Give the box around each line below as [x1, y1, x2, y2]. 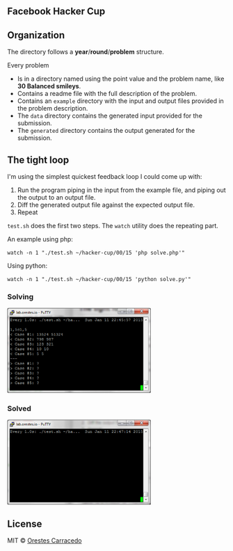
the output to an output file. [17, 193, 96, 202]
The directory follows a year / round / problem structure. [7, 48, 165, 56]
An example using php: [7, 235, 73, 243]
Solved [7, 404, 31, 413]
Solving [7, 292, 34, 301]
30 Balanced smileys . [17, 82, 81, 90]
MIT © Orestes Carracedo [7, 536, 82, 545]
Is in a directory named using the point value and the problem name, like [17, 74, 225, 83]
